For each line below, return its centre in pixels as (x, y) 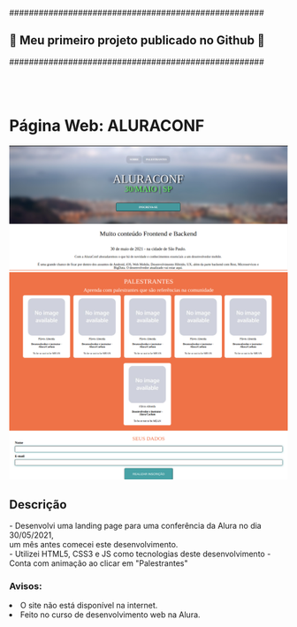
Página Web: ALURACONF (107, 126)
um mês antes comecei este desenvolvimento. (94, 544)
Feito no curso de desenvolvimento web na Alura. (110, 615)
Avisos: (26, 585)
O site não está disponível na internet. (89, 606)
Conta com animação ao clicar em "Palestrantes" (99, 563)
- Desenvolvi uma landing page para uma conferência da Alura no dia (136, 526)
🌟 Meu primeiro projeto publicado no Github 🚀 (137, 40)
